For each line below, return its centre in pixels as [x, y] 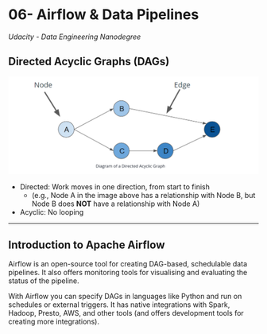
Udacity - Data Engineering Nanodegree [75, 37]
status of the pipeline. [44, 281]
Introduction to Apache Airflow [87, 245]
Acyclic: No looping [52, 212]
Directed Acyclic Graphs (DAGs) [89, 62]
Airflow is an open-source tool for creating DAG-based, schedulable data [128, 263]
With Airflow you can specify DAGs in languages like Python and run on [125, 296]
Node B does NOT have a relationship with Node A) [116, 204]
